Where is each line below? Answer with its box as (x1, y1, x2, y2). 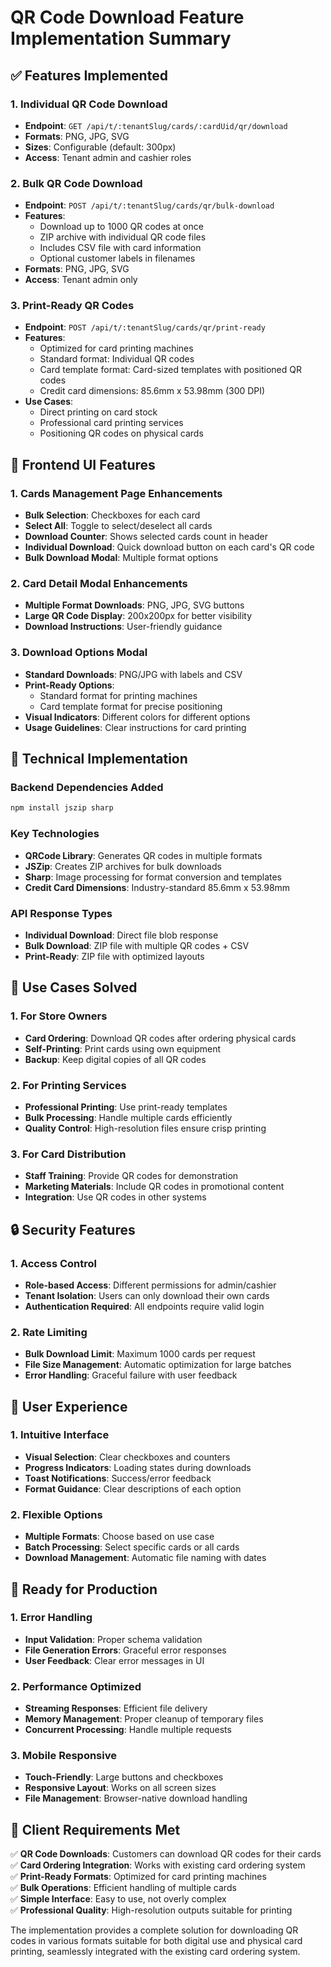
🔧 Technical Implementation (10, 751, 188, 768)
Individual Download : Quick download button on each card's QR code (24, 541, 315, 553)
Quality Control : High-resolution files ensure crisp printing (24, 1122, 267, 1134)
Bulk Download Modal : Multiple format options (24, 552, 219, 564)
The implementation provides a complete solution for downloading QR (10, 1924, 299, 1936)
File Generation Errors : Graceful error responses (24, 1644, 227, 1656)
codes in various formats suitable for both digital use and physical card (10, 1935, 303, 1947)
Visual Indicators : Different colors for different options (24, 711, 251, 723)
